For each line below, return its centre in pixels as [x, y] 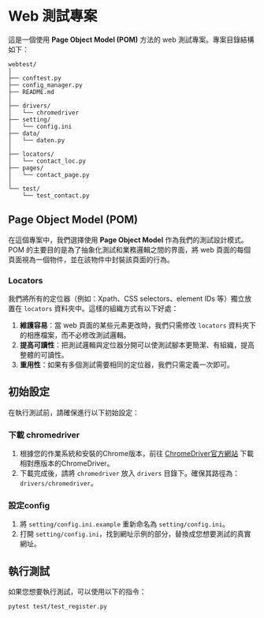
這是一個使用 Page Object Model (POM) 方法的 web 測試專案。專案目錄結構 [131, 39]
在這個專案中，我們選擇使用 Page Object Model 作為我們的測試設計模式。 [128, 240]
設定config [29, 506]
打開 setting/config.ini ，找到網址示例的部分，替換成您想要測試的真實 [135, 534]
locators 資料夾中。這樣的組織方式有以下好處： [101, 309]
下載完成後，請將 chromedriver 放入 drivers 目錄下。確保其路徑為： [130, 474]
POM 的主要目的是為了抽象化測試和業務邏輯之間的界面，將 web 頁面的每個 [130, 249]
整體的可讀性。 [44, 355]
